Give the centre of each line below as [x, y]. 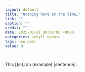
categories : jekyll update [33, 37]
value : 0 [14, 46]
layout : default [22, 10]
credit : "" [16, 28]
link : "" [14, 19]
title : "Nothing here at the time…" [43, 14]
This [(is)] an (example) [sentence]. [41, 64]
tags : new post [21, 42]
